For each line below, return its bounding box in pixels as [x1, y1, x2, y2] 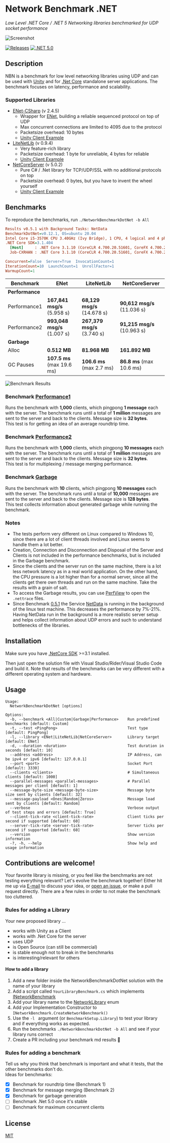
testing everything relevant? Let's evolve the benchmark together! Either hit [5, 878, 162, 884]
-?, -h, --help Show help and [10, 841, 157, 846]
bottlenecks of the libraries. [12, 622, 70, 628]
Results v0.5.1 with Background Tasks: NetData [5, 226, 108, 231]
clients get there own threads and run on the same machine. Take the [12, 579, 158, 585]
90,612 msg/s [119, 300, 155, 307]
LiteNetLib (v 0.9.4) [12, 140, 53, 146]
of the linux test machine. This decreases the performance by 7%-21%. [12, 606, 161, 612]
